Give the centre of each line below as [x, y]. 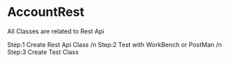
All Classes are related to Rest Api [56, 31]
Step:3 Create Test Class [43, 52]
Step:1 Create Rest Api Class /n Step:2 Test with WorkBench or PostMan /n [114, 44]
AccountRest [46, 12]
